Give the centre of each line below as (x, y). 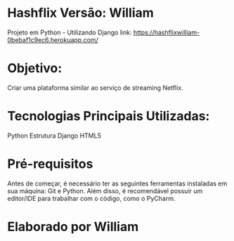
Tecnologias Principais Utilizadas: (109, 116)
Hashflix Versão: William (81, 13)
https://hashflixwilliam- (167, 32)
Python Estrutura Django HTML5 (54, 136)
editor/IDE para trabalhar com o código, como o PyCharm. (91, 198)
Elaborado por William (73, 227)
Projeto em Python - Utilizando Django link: (70, 32)
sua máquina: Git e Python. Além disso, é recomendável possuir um (105, 190)
